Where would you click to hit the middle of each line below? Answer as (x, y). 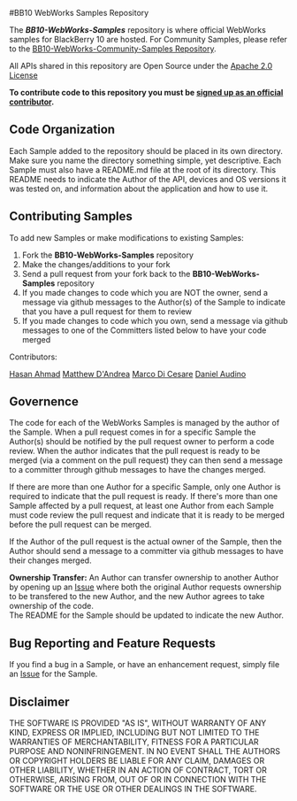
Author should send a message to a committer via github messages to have (147, 551)
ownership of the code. (52, 606)
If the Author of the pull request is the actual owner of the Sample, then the (146, 542)
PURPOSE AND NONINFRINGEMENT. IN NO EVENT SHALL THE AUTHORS (145, 751)
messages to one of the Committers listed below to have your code (144, 330)
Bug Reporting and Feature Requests (113, 643)
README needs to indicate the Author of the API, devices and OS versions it (148, 179)
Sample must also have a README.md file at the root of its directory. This (143, 169)
